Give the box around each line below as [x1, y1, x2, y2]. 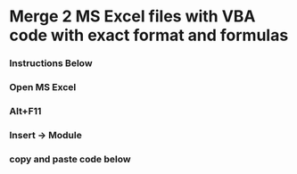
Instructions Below [9, 57, 93, 70]
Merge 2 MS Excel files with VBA [9, 6, 256, 27]
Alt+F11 [9, 104, 42, 117]
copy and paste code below [9, 153, 131, 165]
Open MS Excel [9, 81, 77, 94]
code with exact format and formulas [9, 25, 289, 46]
